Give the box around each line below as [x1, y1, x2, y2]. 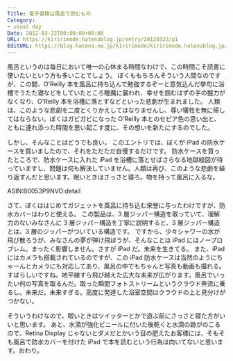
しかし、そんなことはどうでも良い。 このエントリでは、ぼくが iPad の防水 [7, 138, 220, 146]
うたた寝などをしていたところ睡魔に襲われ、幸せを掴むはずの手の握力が [19, 88, 226, 97]
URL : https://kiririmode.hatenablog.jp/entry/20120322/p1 [7, 36, 178, 43]
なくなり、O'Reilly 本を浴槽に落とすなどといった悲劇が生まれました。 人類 [7, 97, 221, 105]
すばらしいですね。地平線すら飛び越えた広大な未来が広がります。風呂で [7, 271, 214, 279]
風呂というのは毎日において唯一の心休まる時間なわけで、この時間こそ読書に [7, 63, 226, 70]
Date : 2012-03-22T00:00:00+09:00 [7, 29, 104, 37]
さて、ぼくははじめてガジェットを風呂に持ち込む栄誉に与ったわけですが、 [7, 201, 220, 209]
